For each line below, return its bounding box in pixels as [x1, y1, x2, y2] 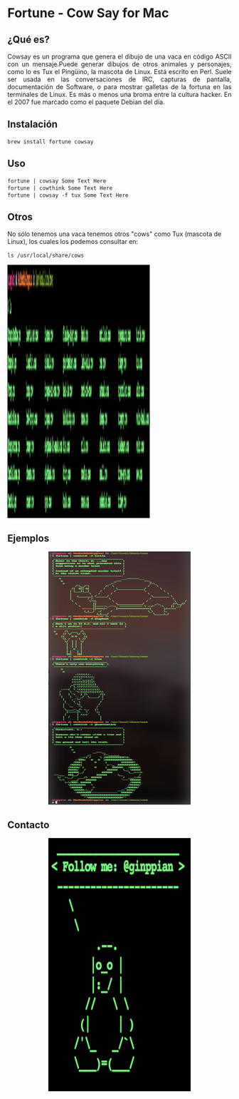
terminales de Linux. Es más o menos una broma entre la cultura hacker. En [7, 91, 232, 98]
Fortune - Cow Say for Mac [7, 5, 169, 21]
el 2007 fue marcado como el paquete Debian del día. [7, 98, 165, 106]
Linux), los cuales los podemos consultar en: [7, 237, 139, 246]
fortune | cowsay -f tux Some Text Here [7, 191, 129, 199]
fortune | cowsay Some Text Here [7, 177, 107, 185]
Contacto [7, 819, 50, 831]
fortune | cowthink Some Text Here [7, 184, 113, 192]
